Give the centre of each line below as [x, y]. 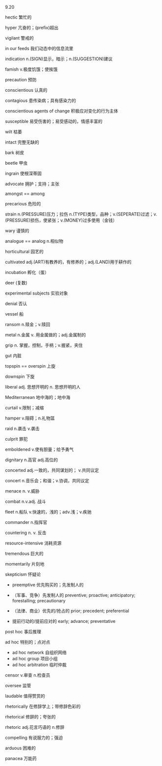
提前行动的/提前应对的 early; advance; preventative [64, 621]
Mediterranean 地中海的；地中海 [38, 397]
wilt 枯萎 [13, 132]
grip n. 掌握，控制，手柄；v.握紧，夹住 [44, 345]
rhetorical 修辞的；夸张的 [30, 717]
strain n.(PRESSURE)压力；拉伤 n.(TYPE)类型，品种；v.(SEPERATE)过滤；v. [81, 214]
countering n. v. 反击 [26, 533]
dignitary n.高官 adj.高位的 [32, 460]
